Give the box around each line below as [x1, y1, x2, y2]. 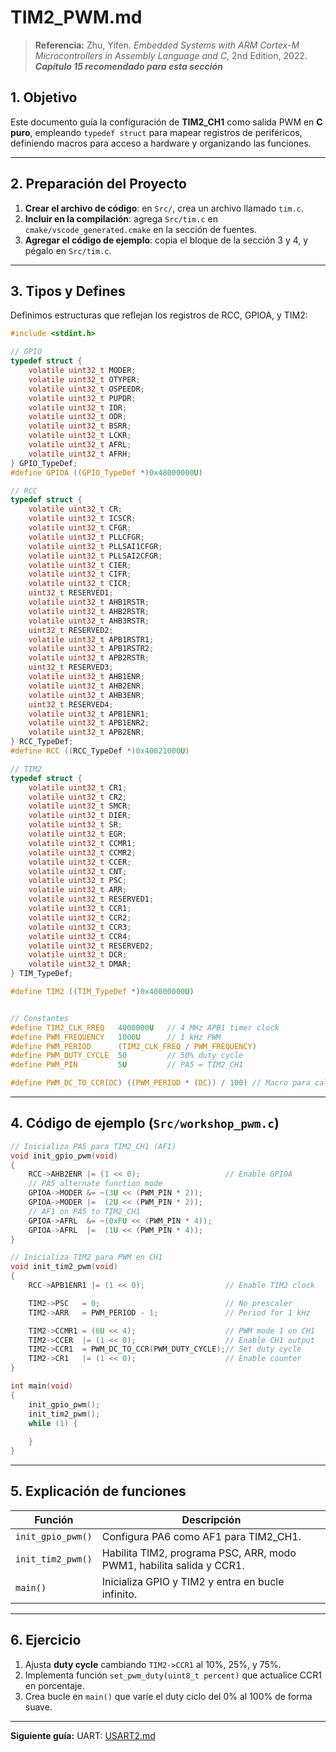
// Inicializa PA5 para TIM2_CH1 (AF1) [10, 1141, 177, 1151]
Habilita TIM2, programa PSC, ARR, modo [101, 1546, 297, 1560]
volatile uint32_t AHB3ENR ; [28, 690, 145, 700]
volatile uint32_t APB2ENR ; [28, 727, 145, 738]
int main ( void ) [10, 1381, 74, 1391]
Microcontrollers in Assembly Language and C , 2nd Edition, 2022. [34, 49, 308, 61]
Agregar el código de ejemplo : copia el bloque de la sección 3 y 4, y [24, 234, 309, 246]
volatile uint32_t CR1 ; [28, 782, 128, 793]
